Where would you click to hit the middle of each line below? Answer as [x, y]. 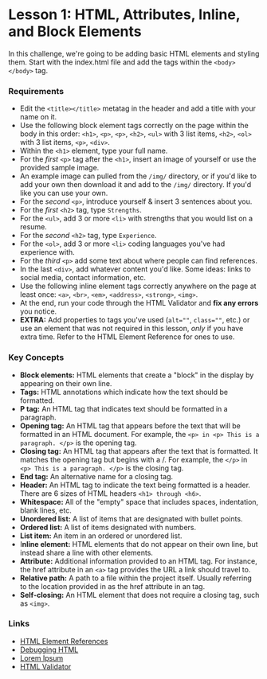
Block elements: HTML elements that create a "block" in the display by [137, 375]
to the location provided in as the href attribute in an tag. [112, 586]
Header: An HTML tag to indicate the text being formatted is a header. [135, 485]
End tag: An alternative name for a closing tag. [96, 476]
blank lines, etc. [45, 510]
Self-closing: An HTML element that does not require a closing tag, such [139, 595]
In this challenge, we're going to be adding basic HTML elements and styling [134, 53]
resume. [33, 227]
